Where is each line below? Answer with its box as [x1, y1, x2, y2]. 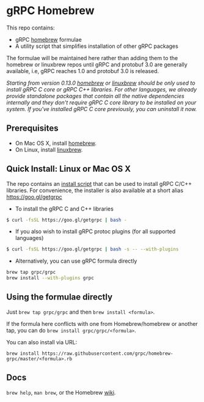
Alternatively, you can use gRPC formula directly [15, 257, 137, 265]
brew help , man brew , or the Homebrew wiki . [6, 388, 116, 396]
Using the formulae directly [6, 292, 113, 303]
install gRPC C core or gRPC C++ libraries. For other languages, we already [6, 85, 197, 93]
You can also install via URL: [6, 338, 78, 346]
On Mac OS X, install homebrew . [15, 139, 97, 147]
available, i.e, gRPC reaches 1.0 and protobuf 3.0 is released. [6, 67, 159, 74]
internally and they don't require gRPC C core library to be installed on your [6, 99, 197, 106]
